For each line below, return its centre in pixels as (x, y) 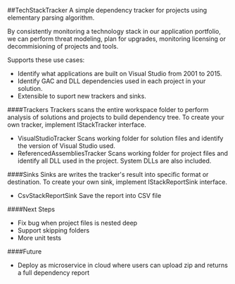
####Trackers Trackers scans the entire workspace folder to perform (108, 110)
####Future (25, 252)
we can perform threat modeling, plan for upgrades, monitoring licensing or (117, 39)
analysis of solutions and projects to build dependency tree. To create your (116, 117)
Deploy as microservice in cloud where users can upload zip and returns (123, 265)
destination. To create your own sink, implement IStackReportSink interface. (117, 182)
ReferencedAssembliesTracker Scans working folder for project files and (123, 153)
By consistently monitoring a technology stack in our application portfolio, (114, 31)
